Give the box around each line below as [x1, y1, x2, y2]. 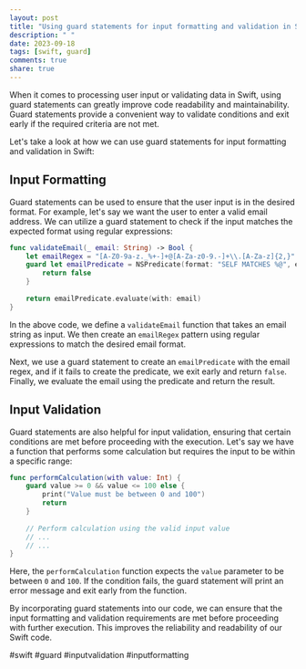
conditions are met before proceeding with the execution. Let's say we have [9, 435, 294, 447]
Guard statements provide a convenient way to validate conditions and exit [9, 109, 290, 120]
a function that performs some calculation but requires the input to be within [9, 445, 296, 456]
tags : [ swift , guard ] [9, 47, 92, 57]
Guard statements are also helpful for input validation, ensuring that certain [9, 426, 291, 437]
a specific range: [9, 455, 73, 466]
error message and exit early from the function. [9, 585, 188, 596]
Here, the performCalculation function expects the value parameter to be [9, 566, 284, 577]
